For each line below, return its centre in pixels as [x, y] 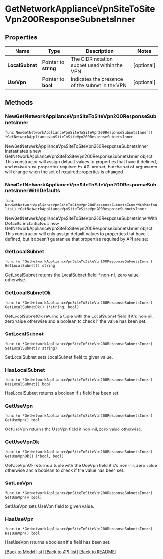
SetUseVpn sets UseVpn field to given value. [50, 506]
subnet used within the [97, 65]
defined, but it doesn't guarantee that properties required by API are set [77, 239]
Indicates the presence [97, 79]
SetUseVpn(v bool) [24, 498]
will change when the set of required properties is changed [64, 172]
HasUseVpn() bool [23, 533]
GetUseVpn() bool [23, 420]
